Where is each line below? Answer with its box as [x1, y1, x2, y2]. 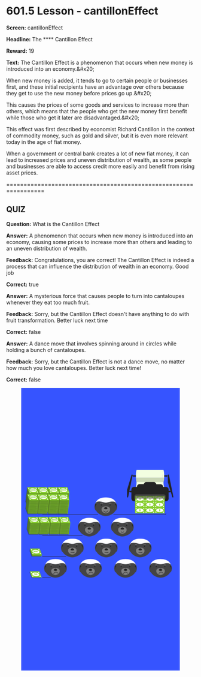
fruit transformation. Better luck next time [6, 317, 108, 324]
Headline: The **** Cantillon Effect [6, 35, 93, 43]
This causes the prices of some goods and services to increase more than [6, 101, 190, 109]
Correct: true [6, 281, 39, 288]
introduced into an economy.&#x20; [6, 65, 95, 73]
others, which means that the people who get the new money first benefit [6, 107, 187, 115]
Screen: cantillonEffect [6, 24, 63, 31]
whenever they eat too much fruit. [6, 299, 90, 306]
